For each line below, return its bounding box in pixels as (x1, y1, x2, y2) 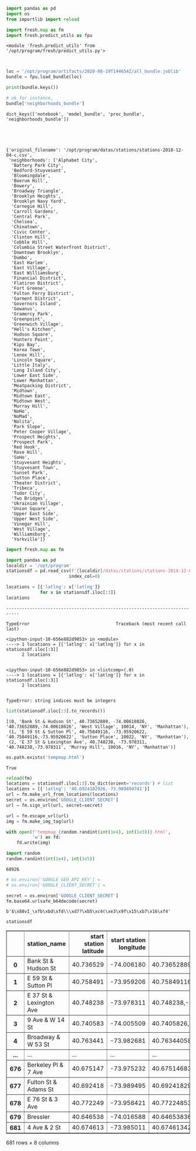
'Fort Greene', (11, 285, 48, 291)
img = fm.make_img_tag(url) (6, 818, 75, 824)
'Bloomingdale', (11, 173, 51, 179)
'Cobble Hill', (11, 239, 48, 245)
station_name (27, 940, 66, 948)
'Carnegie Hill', (11, 203, 54, 209)
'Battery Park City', (11, 162, 64, 168)
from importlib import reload (6, 16, 80, 22)
